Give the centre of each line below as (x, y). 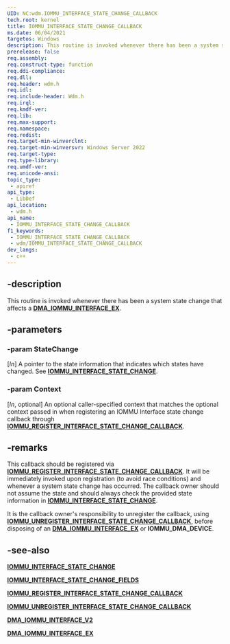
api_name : (21, 218)
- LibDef (23, 199)
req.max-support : (32, 122)
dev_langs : (23, 250)
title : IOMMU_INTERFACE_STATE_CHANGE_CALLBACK (75, 26)
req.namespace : (29, 129)
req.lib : (20, 115)
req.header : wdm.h (33, 84)
